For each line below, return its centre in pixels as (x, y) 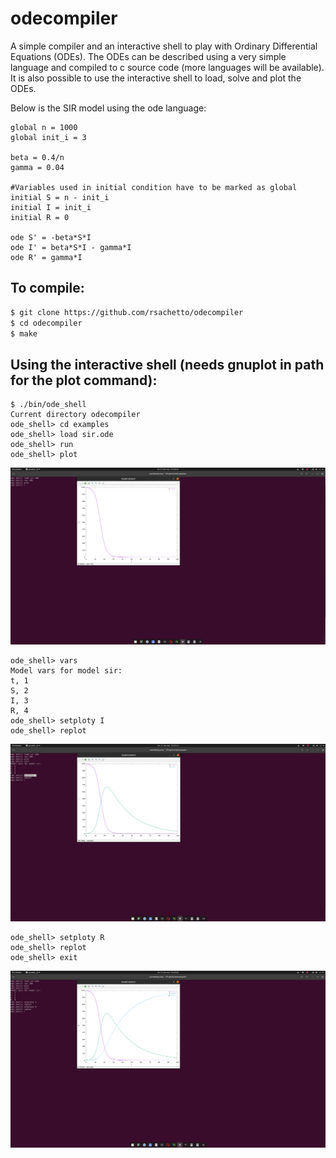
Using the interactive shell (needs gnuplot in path (167, 364)
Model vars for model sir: (66, 671)
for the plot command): (84, 380)
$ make (24, 333)
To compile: (47, 288)
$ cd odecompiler (46, 323)
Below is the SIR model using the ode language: (108, 108)
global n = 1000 (44, 127)
